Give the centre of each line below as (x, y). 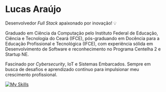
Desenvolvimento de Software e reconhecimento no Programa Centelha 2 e (83, 49)
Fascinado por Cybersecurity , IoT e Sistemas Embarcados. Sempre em (78, 64)
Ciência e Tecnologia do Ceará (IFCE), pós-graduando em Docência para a (82, 38)
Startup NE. (17, 54)
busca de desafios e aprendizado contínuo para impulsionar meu (72, 69)
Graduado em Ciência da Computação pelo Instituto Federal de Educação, (82, 33)
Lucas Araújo (33, 9)
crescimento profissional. (31, 74)
